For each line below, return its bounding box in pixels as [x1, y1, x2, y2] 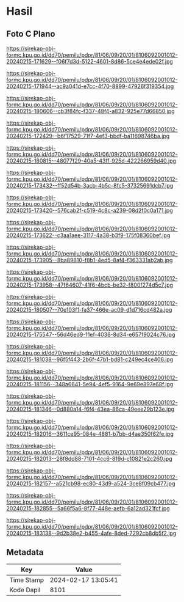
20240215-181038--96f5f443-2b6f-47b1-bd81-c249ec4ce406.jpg [6, 356, 174, 363]
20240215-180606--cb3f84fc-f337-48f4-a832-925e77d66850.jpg [6, 108, 175, 114]
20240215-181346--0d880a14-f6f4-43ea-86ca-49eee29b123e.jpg [6, 405, 175, 413]
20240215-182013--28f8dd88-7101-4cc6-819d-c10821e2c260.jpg [6, 455, 172, 462]
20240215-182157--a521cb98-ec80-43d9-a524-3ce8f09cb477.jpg [6, 480, 175, 487]
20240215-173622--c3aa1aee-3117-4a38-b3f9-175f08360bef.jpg [6, 232, 171, 239]
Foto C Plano [6, 29, 55, 39]
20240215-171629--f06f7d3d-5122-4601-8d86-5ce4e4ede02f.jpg [6, 58, 174, 65]
